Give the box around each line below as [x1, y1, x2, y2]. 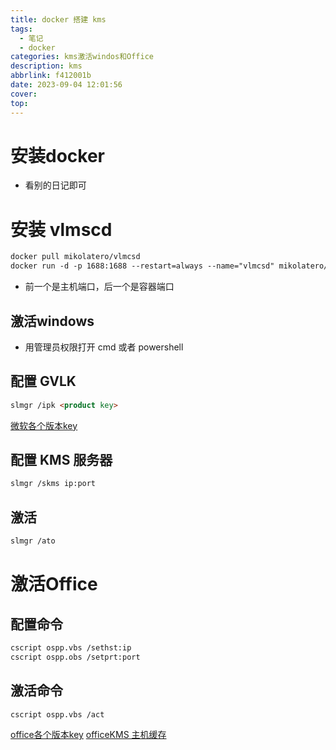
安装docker [10, 144, 105, 167]
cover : [10, 89, 38, 99]
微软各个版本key [10, 419, 78, 431]
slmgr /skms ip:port [10, 479, 97, 489]
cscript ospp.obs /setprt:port [10, 652, 141, 662]
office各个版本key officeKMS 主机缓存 [10, 729, 167, 741]
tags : [10, 24, 33, 34]
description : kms [10, 61, 83, 71]
